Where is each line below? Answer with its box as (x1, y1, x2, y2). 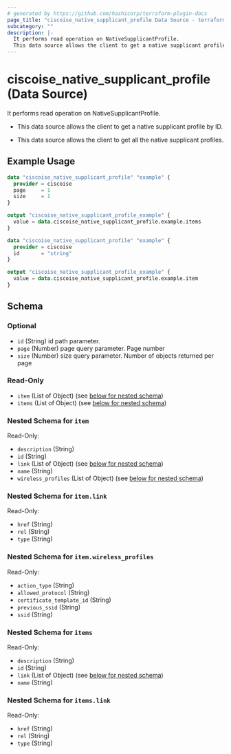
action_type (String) (16, 581, 74, 589)
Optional (7, 321, 36, 331)
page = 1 (13, 186, 51, 193)
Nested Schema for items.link (7, 696, 111, 705)
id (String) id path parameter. (16, 336, 100, 345)
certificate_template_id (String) (16, 596, 111, 604)
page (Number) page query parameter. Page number (16, 344, 165, 352)
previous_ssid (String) (16, 603, 81, 611)
